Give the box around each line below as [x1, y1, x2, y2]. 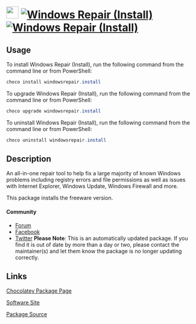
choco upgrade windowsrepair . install [6, 108, 101, 114]
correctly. [14, 254, 39, 261]
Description [6, 154, 51, 164]
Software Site [6, 299, 40, 306]
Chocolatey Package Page [6, 287, 72, 294]
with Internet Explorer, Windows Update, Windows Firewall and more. [6, 183, 179, 190]
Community [6, 209, 37, 216]
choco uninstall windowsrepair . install [6, 137, 107, 143]
